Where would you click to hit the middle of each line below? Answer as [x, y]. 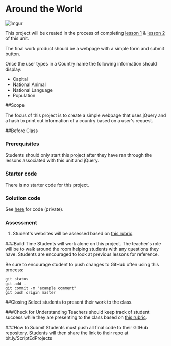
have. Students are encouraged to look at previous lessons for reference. [82, 254]
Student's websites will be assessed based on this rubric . [73, 234]
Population [24, 95]
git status [17, 279]
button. [13, 54]
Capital [20, 79]
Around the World [44, 9]
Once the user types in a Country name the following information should [81, 63]
